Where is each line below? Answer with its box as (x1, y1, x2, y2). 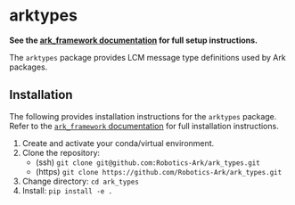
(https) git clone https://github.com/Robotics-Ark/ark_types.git (35, 166, 283, 176)
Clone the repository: (21, 147, 101, 158)
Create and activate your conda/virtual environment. (21, 137, 215, 148)
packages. (9, 61, 48, 72)
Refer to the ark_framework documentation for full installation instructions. (9, 120, 279, 131)
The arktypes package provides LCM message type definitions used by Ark (9, 52, 287, 62)
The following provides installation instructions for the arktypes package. (9, 111, 277, 121)
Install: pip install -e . (21, 184, 113, 196)
